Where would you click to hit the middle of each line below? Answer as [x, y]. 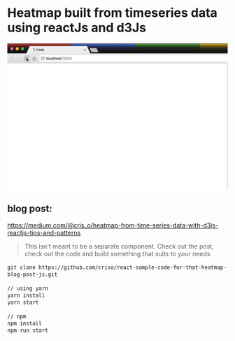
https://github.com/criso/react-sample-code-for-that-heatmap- [133, 267]
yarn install [26, 295]
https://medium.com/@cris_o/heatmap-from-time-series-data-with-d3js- [113, 225]
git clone [22, 267]
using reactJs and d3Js [77, 28]
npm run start [28, 330]
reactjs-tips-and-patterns [44, 233]
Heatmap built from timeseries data [113, 13]
